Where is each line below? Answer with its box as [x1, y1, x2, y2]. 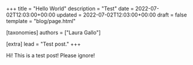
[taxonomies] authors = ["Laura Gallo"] [6, 29, 101, 36]
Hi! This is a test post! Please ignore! [6, 52, 95, 58]
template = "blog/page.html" [6, 18, 76, 24]
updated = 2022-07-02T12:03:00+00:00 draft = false [56, 11, 188, 18]
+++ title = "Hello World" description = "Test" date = [6, 5, 134, 12]
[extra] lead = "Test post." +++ [6, 41, 81, 47]
